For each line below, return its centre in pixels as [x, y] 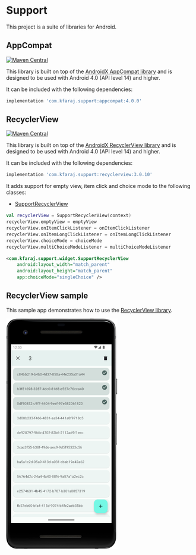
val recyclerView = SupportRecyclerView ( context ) [69, 216]
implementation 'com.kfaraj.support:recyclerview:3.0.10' [79, 175]
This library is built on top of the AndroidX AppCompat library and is [89, 71]
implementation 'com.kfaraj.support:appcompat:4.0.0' [74, 101]
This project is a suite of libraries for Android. [61, 27]
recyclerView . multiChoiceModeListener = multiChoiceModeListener [88, 247]
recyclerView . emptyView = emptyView [51, 222]
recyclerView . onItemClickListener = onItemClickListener [78, 228]
